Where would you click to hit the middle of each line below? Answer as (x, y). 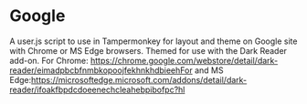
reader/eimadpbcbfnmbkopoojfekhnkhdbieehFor (101, 70)
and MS (209, 70)
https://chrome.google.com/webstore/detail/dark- (184, 60)
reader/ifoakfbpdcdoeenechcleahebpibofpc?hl (97, 89)
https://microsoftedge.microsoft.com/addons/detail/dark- (139, 79)
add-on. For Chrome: (49, 60)
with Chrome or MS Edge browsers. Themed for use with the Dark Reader (148, 50)
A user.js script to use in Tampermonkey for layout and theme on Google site (153, 41)
